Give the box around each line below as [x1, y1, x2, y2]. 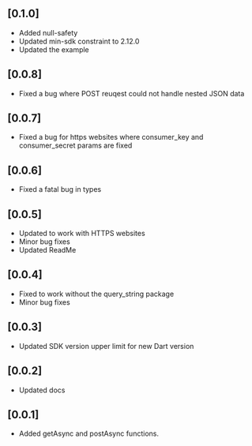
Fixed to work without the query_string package [18, 289, 175, 298]
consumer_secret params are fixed [18, 141, 133, 150]
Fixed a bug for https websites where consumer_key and [18, 133, 204, 142]
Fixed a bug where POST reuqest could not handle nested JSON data [18, 88, 245, 98]
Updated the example [18, 44, 90, 54]
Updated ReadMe [18, 245, 77, 255]
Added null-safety [18, 28, 78, 37]
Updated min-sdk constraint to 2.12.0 [18, 36, 140, 46]
